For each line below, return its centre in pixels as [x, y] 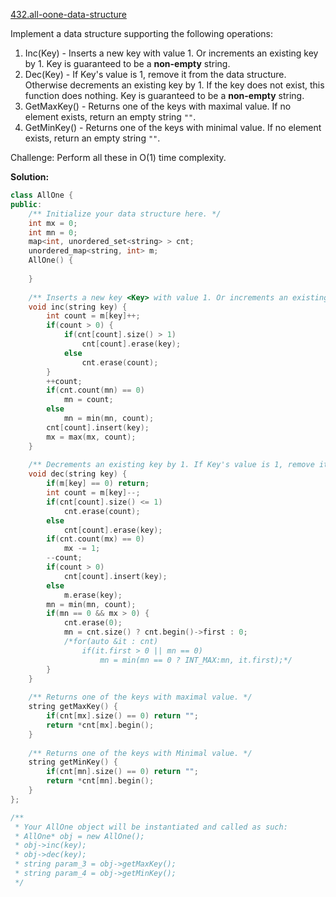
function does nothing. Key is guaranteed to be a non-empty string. [164, 95]
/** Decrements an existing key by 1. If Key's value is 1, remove [171, 465]
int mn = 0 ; [53, 232]
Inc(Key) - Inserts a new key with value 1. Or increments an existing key [171, 53]
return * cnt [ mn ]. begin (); [100, 781]
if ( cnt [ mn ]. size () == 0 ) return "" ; [122, 772]
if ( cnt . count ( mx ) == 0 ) [95, 539]
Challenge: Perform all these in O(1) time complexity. [118, 157]
